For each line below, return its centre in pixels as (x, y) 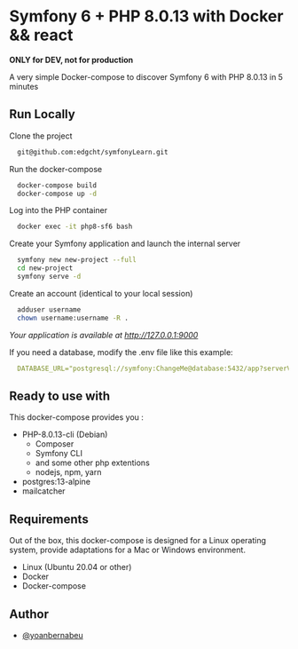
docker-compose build (57, 185)
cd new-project (45, 268)
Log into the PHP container (59, 210)
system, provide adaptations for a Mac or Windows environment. (128, 550)
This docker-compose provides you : (77, 417)
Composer (55, 444)
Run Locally (42, 114)
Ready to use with (60, 396)
